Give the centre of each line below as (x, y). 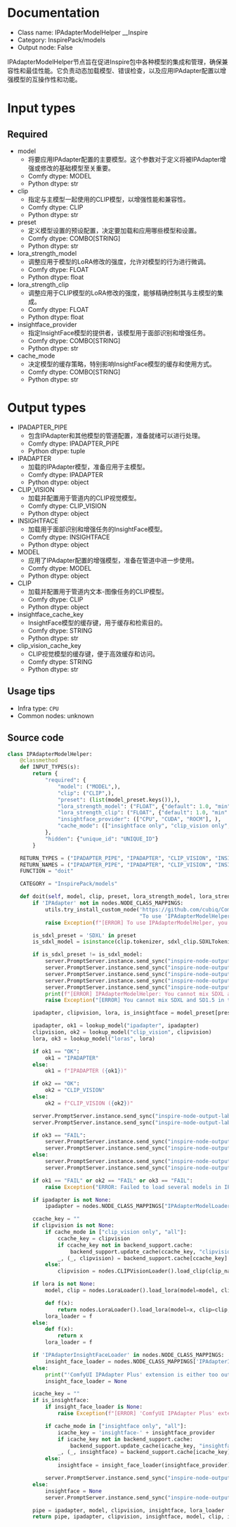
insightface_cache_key (51, 614)
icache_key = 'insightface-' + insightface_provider (136, 1432)
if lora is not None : (64, 1284)
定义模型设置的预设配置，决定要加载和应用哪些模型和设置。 (114, 230)
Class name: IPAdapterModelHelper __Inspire (83, 32)
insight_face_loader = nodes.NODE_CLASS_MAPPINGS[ (120, 1361)
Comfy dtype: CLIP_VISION (67, 506)
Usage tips (31, 691)
